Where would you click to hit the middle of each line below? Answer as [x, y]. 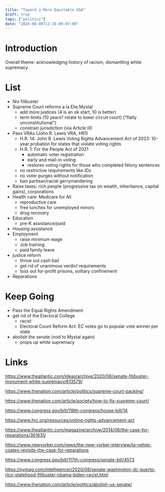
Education [23, 218]
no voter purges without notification [56, 176]
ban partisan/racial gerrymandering [56, 181]
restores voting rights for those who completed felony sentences [93, 165]
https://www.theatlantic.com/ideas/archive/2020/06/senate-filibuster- [77, 376]
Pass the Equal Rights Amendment [47, 310]
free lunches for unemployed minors [57, 208]
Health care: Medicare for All [42, 197]
